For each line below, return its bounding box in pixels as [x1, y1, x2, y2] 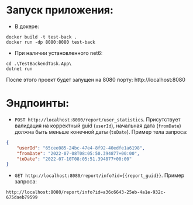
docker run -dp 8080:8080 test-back [6, 39, 95, 45]
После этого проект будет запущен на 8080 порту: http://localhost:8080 [6, 76, 186, 83]
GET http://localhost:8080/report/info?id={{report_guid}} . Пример [14, 172, 185, 179]
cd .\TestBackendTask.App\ [6, 61, 72, 67]
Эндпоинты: [6, 97, 70, 110]
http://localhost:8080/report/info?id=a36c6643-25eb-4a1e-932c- [6, 189, 166, 196]
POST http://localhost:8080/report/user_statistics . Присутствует [14, 116, 181, 123]
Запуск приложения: [6, 4, 114, 17]
